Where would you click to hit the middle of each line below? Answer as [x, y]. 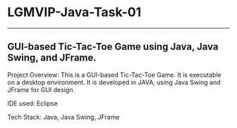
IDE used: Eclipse [32, 103]
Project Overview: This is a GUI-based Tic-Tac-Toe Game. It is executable [114, 75]
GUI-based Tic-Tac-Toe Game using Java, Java [113, 47]
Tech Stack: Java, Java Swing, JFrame [63, 117]
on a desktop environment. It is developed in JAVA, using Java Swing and [114, 82]
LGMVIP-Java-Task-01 [74, 12]
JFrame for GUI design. [41, 89]
